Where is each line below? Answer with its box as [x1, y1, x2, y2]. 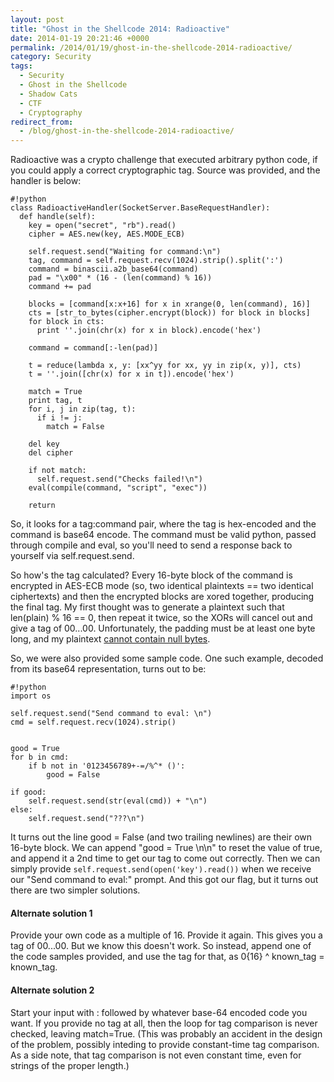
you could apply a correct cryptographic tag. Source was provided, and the [10, 164, 321, 176]
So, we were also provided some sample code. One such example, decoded [10, 652, 324, 665]
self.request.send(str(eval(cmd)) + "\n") [28, 796, 208, 806]
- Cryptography [19, 107, 83, 118]
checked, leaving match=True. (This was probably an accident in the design [10, 1027, 323, 1040]
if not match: [28, 466, 87, 476]
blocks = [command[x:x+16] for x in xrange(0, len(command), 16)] [28, 299, 311, 310]
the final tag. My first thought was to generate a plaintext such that [10, 601, 285, 613]
